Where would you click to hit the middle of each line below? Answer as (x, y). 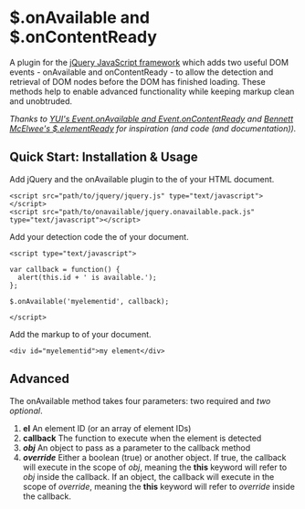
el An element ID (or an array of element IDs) (107, 428)
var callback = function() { (65, 269)
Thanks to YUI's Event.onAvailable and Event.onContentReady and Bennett (152, 119)
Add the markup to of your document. (81, 334)
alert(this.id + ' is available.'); (87, 277)
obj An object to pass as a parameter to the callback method (137, 447)
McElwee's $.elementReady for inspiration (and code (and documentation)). (153, 128)
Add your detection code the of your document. (99, 236)
